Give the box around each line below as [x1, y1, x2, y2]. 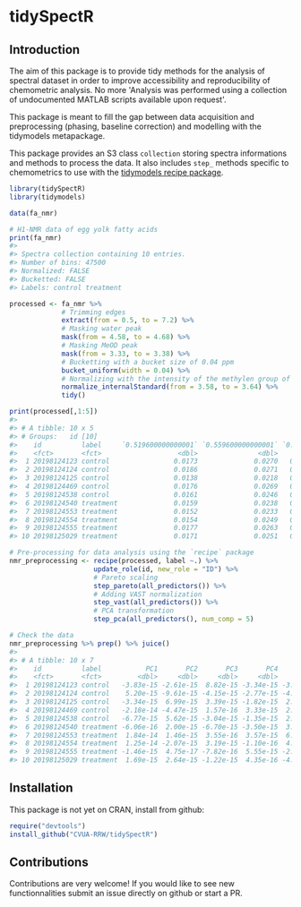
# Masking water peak [61, 324, 142, 333]
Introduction [9, 42, 81, 57]
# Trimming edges [61, 307, 126, 317]
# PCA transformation [93, 606, 175, 615]
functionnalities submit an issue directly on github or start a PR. [9, 888, 244, 899]
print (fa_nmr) [9, 233, 63, 243]
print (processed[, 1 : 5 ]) [9, 407, 99, 416]
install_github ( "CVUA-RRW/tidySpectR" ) [9, 830, 159, 839]
